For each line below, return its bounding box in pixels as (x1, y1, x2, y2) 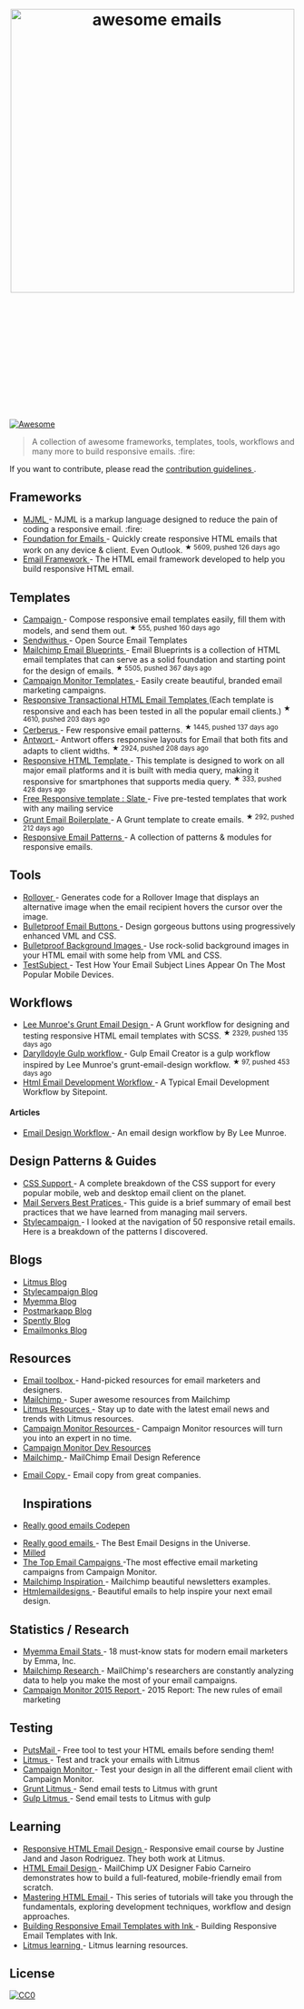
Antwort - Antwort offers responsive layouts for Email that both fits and (22, 734, 289, 744)
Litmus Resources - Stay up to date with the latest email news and (22, 1403, 270, 1414)
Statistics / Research (9, 1621, 130, 1637)
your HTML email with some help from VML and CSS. (22, 950, 222, 960)
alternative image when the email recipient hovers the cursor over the (22, 901, 283, 912)
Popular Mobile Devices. (22, 969, 114, 980)
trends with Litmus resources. (22, 1413, 134, 1424)
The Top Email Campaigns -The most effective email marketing (22, 1557, 259, 1568)
